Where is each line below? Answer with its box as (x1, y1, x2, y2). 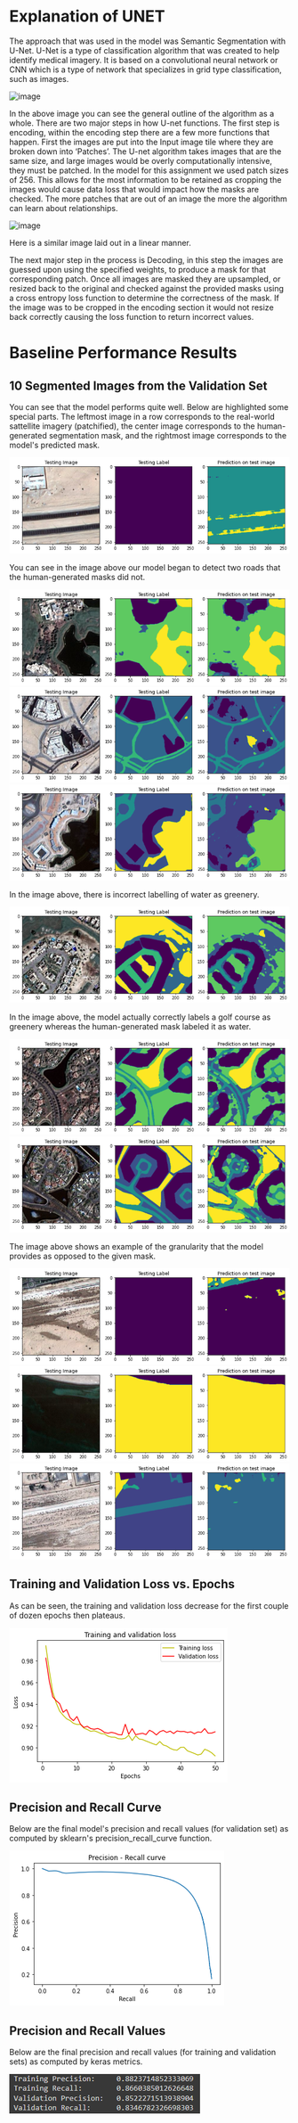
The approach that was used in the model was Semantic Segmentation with (9, 36, 286, 46)
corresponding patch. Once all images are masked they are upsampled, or (9, 274, 281, 284)
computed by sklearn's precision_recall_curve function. (9, 1833, 213, 1844)
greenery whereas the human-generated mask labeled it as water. (9, 1021, 252, 1031)
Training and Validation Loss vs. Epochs (9, 1577, 236, 1592)
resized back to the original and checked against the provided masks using (9, 283, 285, 293)
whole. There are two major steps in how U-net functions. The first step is (9, 118, 280, 128)
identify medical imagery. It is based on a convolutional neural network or (9, 54, 278, 65)
